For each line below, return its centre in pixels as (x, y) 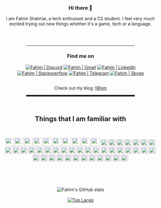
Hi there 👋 (80, 8)
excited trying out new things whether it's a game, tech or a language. (80, 24)
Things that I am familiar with (80, 119)
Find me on (80, 56)
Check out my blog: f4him (80, 88)
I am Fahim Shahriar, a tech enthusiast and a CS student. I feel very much (80, 19)
